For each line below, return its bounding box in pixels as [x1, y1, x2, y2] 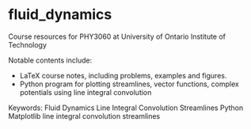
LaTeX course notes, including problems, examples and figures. [19, 70, 227, 80]
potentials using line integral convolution [19, 87, 152, 97]
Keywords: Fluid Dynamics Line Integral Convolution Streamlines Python [8, 103, 244, 112]
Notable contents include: [8, 55, 93, 65]
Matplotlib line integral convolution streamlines [8, 111, 161, 120]
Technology [8, 40, 48, 49]
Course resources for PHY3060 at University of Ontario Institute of [8, 32, 226, 41]
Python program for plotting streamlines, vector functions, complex [19, 79, 239, 89]
